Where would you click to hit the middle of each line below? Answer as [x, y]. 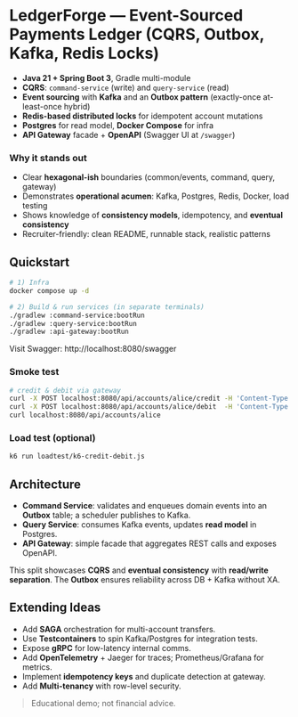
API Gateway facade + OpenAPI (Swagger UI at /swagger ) [129, 134]
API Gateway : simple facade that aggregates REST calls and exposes [149, 543]
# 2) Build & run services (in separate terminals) [107, 307]
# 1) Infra [29, 283]
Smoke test [34, 372]
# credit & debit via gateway [65, 390]
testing [35, 206]
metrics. [37, 667]
